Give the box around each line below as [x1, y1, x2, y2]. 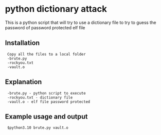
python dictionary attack [5, 3, 107, 15]
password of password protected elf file [5, 24, 86, 30]
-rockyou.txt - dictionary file [7, 95, 73, 100]
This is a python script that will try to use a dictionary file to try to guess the [5, 19, 157, 25]
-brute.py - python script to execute [7, 91, 86, 96]
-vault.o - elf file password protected [7, 99, 90, 104]
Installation [5, 39, 40, 47]
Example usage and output [5, 112, 88, 120]
